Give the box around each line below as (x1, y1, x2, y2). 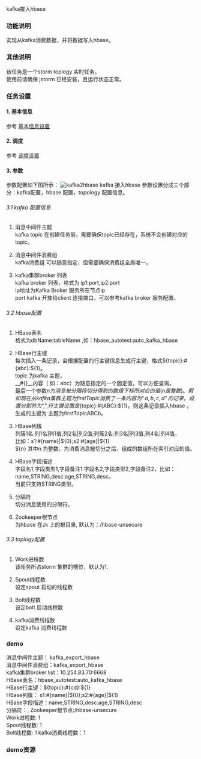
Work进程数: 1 (6, 714, 41, 721)
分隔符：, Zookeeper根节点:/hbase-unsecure (6, 707, 117, 714)
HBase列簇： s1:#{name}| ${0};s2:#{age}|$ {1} (6, 692, 119, 699)
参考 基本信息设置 (6, 122, 50, 129)
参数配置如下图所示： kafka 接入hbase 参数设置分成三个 (6, 181, 184, 188)
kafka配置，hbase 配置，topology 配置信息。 (16, 189, 128, 196)
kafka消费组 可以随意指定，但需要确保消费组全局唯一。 (14, 259, 152, 266)
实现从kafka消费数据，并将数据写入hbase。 (6, 37, 114, 44)
